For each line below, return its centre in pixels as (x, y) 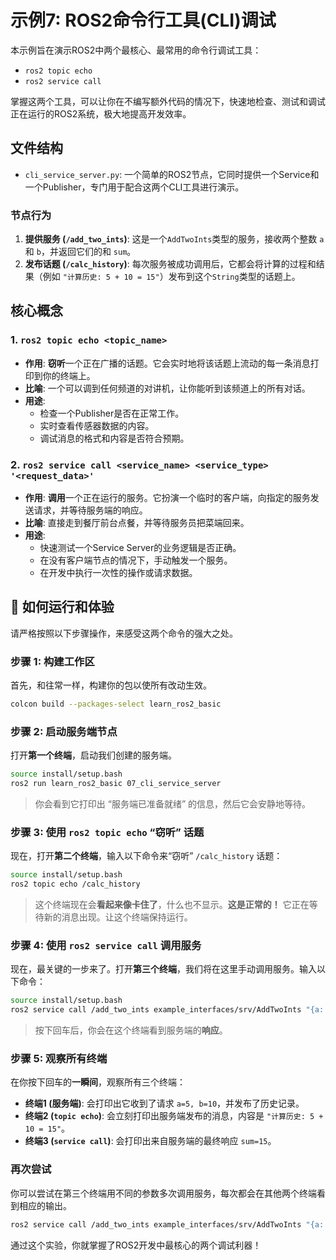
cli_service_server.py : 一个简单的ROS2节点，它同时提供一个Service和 (172, 174)
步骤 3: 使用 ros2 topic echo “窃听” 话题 (107, 832)
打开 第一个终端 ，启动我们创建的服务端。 (93, 755)
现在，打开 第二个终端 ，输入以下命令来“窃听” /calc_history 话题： (146, 856)
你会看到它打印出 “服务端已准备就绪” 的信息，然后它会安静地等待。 (173, 804)
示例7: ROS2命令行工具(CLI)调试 (143, 20)
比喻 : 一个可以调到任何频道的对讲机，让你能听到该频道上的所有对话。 (167, 388)
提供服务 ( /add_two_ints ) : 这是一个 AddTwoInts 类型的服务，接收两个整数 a (174, 239)
